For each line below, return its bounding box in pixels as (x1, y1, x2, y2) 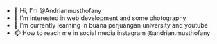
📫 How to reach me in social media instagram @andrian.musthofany (13, 29, 211, 37)
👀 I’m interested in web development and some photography (13, 14, 186, 22)
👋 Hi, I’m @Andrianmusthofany (13, 7, 102, 14)
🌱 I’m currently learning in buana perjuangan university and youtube (13, 21, 208, 29)
